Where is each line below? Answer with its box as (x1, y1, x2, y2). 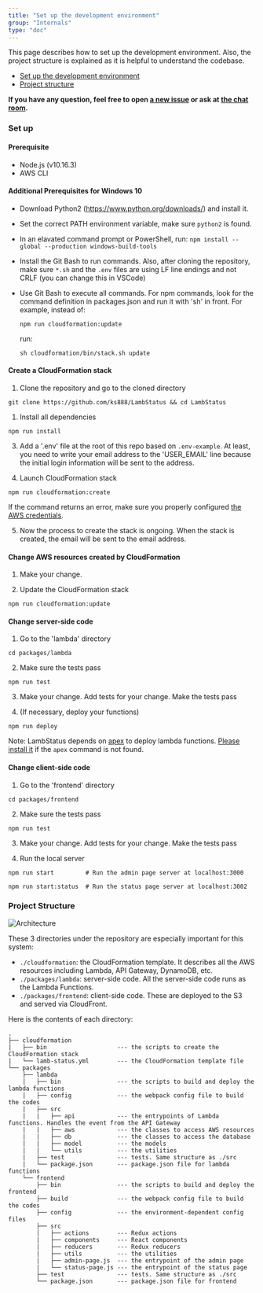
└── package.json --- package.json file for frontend (36, 1277, 237, 1285)
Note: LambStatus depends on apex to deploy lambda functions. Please (8, 736, 240, 746)
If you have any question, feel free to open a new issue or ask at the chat (8, 95, 249, 105)
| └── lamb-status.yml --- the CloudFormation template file (8, 1057, 244, 1065)
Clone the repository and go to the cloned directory (19, 383, 186, 392)
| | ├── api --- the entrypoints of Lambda (22, 1112, 220, 1120)
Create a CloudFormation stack (8, 366, 112, 375)
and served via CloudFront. (19, 999, 108, 1008)
